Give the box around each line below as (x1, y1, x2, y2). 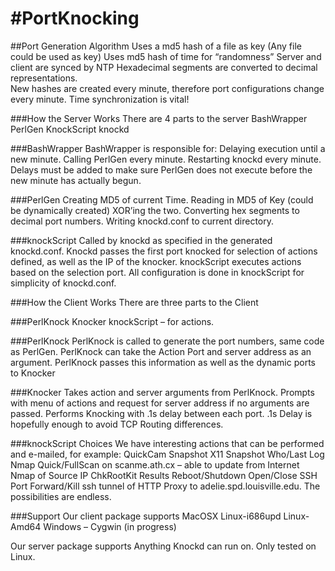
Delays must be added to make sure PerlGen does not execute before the (10, 163, 313, 176)
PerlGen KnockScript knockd (10, 123, 130, 135)
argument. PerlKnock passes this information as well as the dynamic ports (10, 356, 316, 368)
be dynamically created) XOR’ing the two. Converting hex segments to (10, 204, 300, 216)
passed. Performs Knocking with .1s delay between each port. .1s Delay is (10, 407, 313, 419)
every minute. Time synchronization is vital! (10, 93, 190, 105)
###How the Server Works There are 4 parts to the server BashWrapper (10, 112, 308, 124)
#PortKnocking (10, 7, 140, 30)
